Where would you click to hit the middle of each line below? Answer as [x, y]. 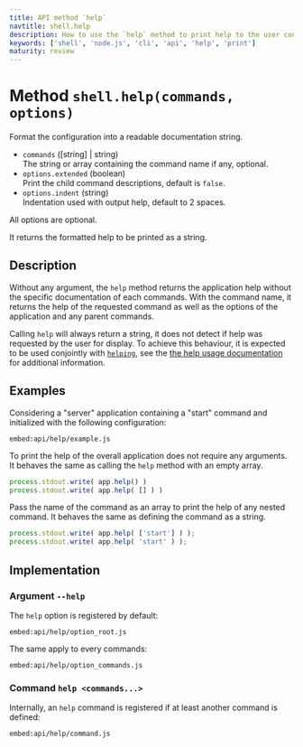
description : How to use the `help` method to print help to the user [145, 34]
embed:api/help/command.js [60, 734]
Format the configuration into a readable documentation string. [126, 137]
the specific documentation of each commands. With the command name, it [150, 297]
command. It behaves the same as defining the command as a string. [138, 517]
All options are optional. [53, 220]
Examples [37, 391]
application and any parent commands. [82, 316]
